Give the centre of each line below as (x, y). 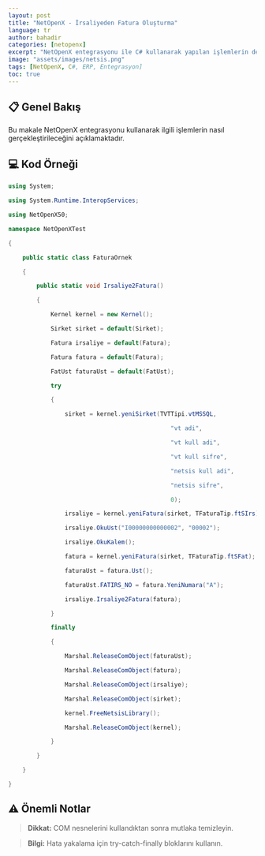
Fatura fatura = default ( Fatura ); (107, 357)
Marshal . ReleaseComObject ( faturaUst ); (128, 656)
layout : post (30, 15)
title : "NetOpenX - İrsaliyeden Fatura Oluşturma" (93, 23)
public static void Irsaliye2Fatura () (100, 286)
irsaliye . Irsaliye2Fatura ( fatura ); (123, 599)
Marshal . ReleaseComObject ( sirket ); (123, 699)
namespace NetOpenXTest (47, 229)
